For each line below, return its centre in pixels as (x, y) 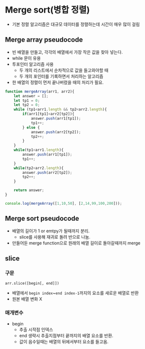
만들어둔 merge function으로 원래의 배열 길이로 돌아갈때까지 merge (76, 243)
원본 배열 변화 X (27, 299)
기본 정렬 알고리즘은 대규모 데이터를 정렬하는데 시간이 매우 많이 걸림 (76, 24)
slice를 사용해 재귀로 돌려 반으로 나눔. (55, 237)
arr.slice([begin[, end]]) (32, 284)
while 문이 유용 (26, 58)
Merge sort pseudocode (42, 219)
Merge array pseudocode (44, 40)
